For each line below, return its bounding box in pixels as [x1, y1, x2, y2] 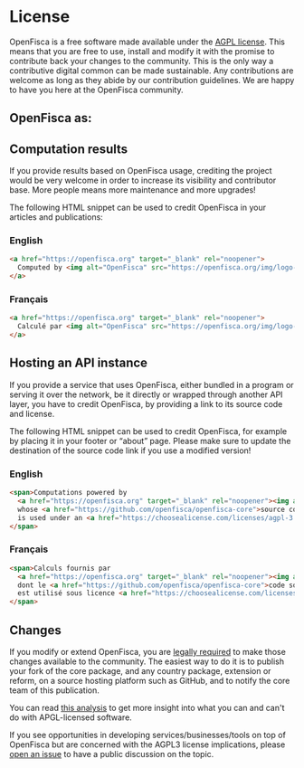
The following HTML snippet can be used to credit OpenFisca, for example [9, 425, 288, 436]
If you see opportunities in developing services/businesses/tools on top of [9, 729, 287, 740]
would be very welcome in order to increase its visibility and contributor [9, 175, 277, 186]
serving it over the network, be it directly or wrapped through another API [9, 389, 283, 400]
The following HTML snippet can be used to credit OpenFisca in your [9, 202, 267, 213]
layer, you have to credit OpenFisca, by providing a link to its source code [9, 398, 283, 409]
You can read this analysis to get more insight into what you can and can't [9, 702, 285, 713]
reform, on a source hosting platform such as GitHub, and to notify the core [9, 675, 290, 686]
